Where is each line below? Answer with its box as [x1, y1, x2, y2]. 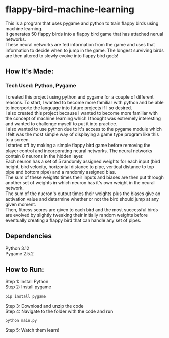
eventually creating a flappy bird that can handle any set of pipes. [5, 217, 142, 223]
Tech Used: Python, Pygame [5, 82, 77, 89]
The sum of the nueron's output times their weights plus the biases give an [5, 190, 161, 197]
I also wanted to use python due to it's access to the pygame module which [5, 126, 162, 132]
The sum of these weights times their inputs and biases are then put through [5, 174, 164, 180]
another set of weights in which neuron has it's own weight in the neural [5, 179, 155, 185]
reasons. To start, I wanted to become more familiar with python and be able [5, 99, 164, 105]
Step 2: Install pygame [5, 284, 52, 290]
